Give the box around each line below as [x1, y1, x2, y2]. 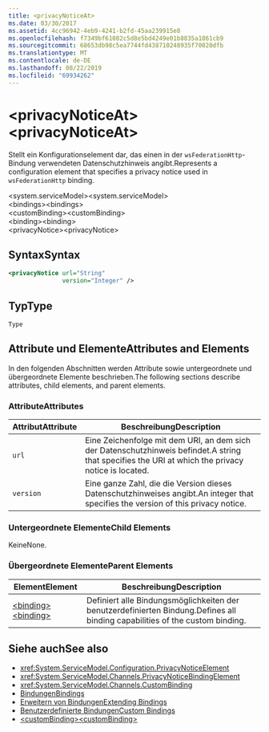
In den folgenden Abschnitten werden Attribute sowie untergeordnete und [8, 363, 252, 373]
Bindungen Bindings [19, 689, 85, 698]
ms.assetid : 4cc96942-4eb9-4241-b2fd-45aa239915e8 [8, 26, 181, 35]
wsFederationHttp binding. [8, 175, 94, 185]
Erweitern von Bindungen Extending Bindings [19, 697, 167, 707]
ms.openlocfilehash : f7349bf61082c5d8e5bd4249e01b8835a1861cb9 [8, 34, 224, 43]
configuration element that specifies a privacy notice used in [8, 166, 208, 177]
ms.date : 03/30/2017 [8, 19, 78, 27]
